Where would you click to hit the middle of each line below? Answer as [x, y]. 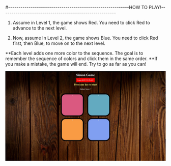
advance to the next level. [40, 28]
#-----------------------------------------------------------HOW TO [76, 7]
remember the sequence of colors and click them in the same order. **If [81, 59]
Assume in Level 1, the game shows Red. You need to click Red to [81, 23]
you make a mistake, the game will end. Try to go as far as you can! [76, 64]
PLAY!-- [157, 7]
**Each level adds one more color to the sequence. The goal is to [74, 53]
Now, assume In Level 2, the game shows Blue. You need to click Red [85, 38]
